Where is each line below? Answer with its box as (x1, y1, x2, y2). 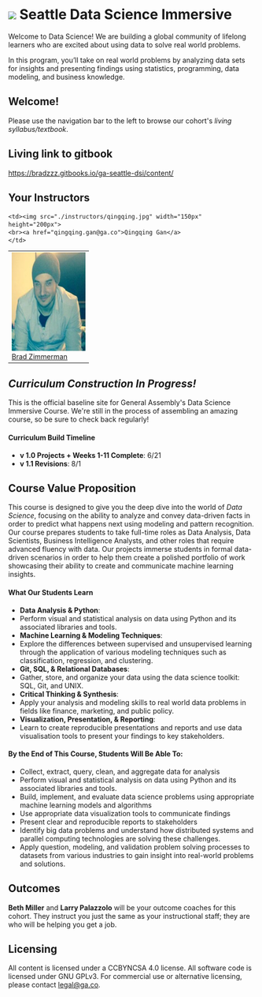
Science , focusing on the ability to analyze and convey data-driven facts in (8, 511, 250, 520)
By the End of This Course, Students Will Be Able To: (8, 749, 183, 759)
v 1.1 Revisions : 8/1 (19, 459, 81, 468)
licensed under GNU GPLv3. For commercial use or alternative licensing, (8, 972, 242, 981)
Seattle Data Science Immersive (19, 6, 232, 24)
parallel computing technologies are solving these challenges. (19, 834, 221, 843)
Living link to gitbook (8, 148, 113, 161)
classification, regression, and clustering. (19, 655, 153, 665)
